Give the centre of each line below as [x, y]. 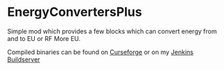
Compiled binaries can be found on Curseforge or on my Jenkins [100, 52]
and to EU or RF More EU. [44, 38]
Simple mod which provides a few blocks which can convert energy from [112, 31]
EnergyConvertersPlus [75, 12]
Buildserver [24, 59]
